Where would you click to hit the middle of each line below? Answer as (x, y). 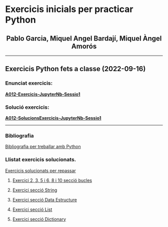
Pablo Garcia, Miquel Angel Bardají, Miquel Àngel (84, 38)
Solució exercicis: (27, 107)
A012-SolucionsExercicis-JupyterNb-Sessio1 (53, 118)
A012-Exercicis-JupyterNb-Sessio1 (43, 94)
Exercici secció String (35, 190)
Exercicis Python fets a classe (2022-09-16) (75, 69)
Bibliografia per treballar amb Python (43, 147)
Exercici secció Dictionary (39, 219)
